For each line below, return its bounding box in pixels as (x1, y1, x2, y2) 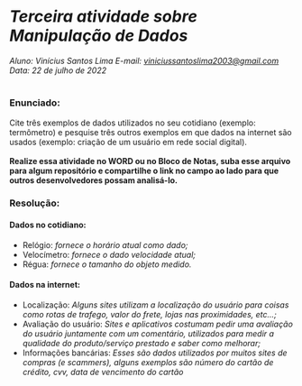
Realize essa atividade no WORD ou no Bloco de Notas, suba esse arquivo (9, 155, 291, 166)
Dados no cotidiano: (9, 219, 87, 231)
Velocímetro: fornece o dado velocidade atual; (22, 249, 197, 260)
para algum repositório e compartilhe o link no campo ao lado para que (9, 165, 279, 176)
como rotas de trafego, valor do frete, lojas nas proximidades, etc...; (22, 308, 277, 319)
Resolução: (9, 197, 60, 209)
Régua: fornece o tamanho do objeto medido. (22, 259, 192, 270)
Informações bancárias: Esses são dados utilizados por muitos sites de (22, 347, 288, 358)
